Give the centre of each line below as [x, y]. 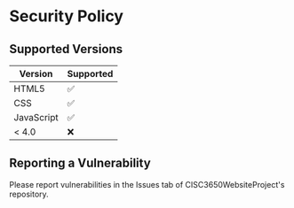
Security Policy [67, 16]
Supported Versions [66, 49]
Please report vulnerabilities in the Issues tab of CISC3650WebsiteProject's [147, 184]
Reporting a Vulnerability [80, 163]
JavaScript [36, 117]
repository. [29, 194]
